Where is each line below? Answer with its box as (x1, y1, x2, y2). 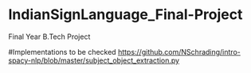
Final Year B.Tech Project (8, 32, 91, 41)
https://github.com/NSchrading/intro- (118, 47, 241, 56)
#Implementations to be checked (8, 47, 117, 56)
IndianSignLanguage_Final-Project (8, 6, 243, 24)
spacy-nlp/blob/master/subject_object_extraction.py (8, 56, 180, 65)
